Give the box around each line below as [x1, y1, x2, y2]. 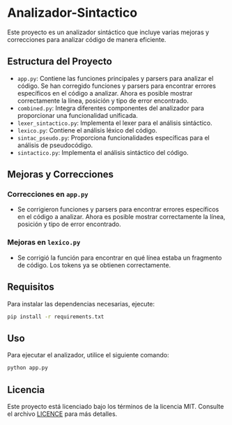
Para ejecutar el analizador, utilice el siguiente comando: [7, 351, 169, 359]
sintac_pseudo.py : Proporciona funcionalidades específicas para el [17, 133, 210, 142]
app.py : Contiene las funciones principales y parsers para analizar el [17, 74, 214, 82]
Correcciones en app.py [7, 190, 88, 200]
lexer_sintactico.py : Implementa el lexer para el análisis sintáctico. [17, 119, 212, 127]
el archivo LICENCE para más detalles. [7, 410, 118, 418]
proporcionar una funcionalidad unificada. [17, 111, 138, 119]
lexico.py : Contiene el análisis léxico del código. [17, 126, 158, 134]
